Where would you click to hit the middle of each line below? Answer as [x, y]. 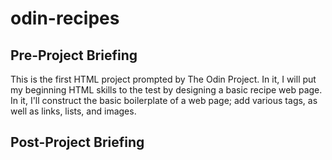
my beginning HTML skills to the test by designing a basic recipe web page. [166, 90]
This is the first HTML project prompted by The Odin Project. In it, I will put [163, 79]
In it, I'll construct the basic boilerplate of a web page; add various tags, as [164, 100]
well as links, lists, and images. [73, 111]
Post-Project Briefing [77, 142]
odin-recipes [65, 18]
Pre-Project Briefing [74, 55]
